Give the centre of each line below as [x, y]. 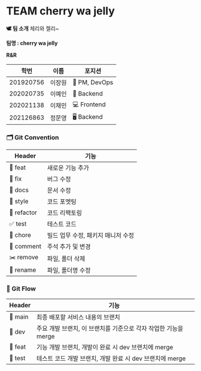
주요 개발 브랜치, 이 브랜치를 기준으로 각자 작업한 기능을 [110, 328]
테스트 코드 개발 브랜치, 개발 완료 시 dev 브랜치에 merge [111, 358]
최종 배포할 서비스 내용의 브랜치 [79, 317]
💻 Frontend [89, 104]
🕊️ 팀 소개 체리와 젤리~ [33, 28]
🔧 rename [23, 270]
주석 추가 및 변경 [69, 247]
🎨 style [19, 201]
